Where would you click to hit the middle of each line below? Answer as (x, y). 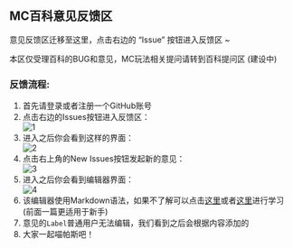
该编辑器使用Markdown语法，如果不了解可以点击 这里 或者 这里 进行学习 (153, 200)
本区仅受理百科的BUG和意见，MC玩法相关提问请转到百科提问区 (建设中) (143, 59)
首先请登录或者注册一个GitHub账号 (87, 106)
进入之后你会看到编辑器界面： (78, 179)
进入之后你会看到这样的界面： (78, 138)
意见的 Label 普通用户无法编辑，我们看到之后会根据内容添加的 (136, 223)
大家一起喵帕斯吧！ (58, 234)
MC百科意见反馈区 (61, 16)
